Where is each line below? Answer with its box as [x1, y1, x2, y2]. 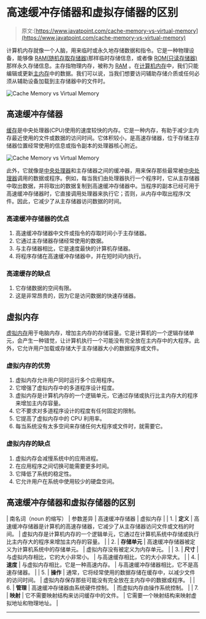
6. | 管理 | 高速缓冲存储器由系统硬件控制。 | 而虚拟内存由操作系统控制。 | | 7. [6, 584, 199, 591]
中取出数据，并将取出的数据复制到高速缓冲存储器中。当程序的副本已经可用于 [6, 182, 200, 189]
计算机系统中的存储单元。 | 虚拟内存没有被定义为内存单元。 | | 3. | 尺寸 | [17, 545, 199, 553]
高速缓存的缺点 [6, 269, 51, 278]
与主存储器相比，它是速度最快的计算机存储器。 [15, 245, 134, 252]
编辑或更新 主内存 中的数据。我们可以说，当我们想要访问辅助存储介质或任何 [6, 69, 194, 77]
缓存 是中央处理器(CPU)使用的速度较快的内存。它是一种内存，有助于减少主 [6, 127, 194, 134]
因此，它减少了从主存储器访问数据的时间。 [17, 197, 124, 204]
